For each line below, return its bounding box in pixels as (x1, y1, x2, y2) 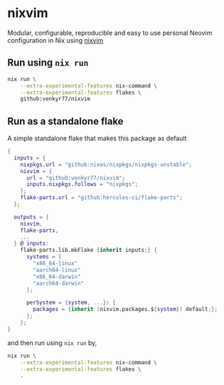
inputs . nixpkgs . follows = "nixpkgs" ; (26, 181, 139, 188)
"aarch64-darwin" (33, 280, 84, 287)
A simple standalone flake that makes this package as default (7, 134, 187, 143)
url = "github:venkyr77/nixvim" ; (26, 174, 126, 181)
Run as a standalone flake (7, 115, 124, 127)
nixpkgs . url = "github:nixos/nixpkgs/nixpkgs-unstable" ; (20, 161, 193, 168)
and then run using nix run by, (7, 338, 97, 347)
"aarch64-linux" (33, 266, 81, 273)
